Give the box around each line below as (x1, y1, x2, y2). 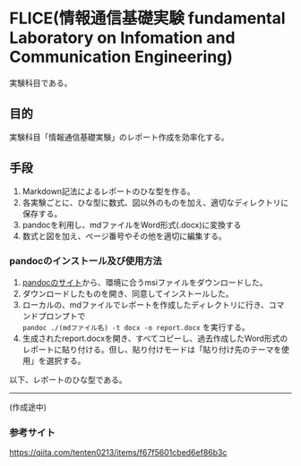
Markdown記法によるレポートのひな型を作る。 (21, 185, 195, 197)
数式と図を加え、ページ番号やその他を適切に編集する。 (21, 230, 227, 241)
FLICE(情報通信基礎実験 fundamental (9, 8, 286, 29)
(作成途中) (9, 402, 47, 412)
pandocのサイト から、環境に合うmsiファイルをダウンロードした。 (21, 276, 268, 287)
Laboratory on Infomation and (9, 28, 236, 48)
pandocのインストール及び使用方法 (9, 255, 163, 267)
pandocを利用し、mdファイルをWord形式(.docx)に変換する (21, 219, 242, 230)
